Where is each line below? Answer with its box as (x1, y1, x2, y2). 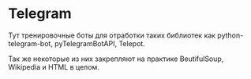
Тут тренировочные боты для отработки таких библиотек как (8, 31, 215, 40)
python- (216, 31, 244, 40)
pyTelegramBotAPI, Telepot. (54, 38, 146, 48)
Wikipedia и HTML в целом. (8, 62, 100, 71)
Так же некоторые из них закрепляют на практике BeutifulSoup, (8, 54, 224, 63)
